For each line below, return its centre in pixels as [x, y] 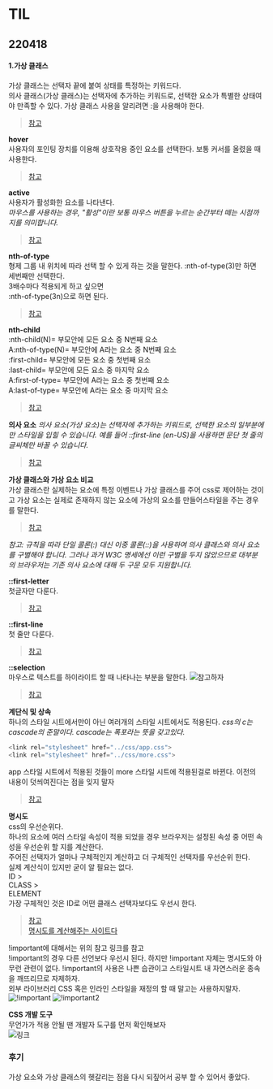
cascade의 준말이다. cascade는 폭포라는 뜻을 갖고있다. [97, 731]
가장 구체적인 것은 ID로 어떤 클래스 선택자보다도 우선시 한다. [102, 903]
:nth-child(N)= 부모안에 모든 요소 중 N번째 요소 [83, 339]
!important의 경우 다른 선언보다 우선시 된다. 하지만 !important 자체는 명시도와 [131, 958]
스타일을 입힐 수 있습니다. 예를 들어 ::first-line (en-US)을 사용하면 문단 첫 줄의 [140, 435]
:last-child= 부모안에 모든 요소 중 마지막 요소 [79, 370]
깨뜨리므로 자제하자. [48, 978]
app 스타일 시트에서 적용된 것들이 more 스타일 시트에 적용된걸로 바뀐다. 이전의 [132, 771]
